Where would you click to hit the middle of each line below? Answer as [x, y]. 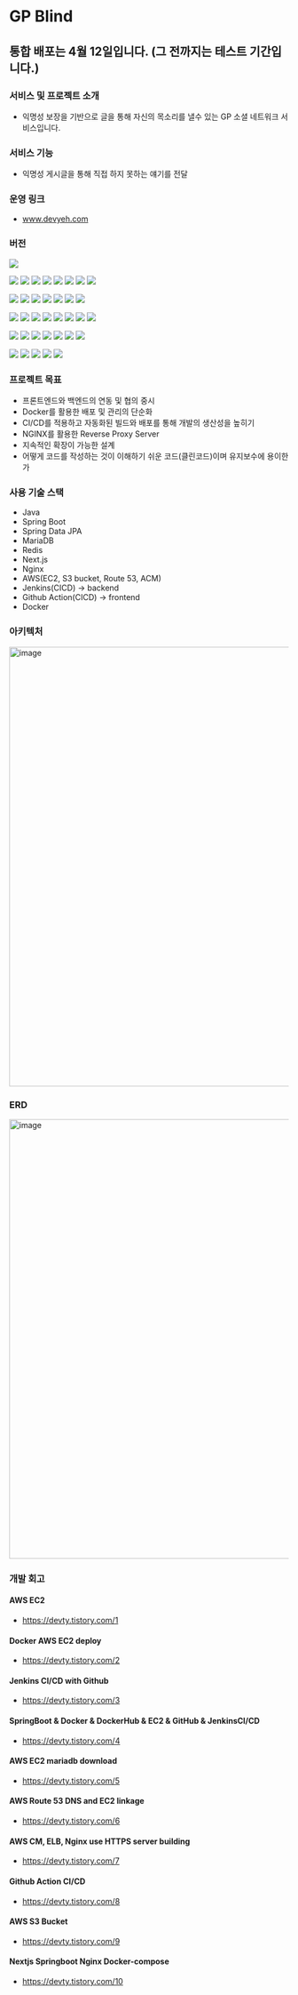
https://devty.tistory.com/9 [71, 1941]
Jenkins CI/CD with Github [59, 1680]
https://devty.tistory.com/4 [71, 1741]
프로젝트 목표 [35, 380]
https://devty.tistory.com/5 [71, 1781]
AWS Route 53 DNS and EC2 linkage [77, 1801]
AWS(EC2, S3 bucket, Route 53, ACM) [91, 579]
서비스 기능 [31, 153]
